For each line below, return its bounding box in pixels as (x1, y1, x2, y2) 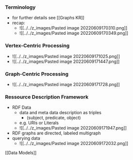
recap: (12, 20, 25, 26)
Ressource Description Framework (5, 93, 89, 100)
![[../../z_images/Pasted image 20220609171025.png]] (12, 53, 120, 59)
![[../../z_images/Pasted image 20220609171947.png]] (19, 125, 127, 131)
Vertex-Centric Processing (5, 43, 70, 49)
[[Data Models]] (5, 150, 37, 156)
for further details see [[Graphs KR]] (12, 15, 84, 21)
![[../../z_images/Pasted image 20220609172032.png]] (19, 141, 129, 146)
